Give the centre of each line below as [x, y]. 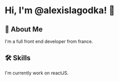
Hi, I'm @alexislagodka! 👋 [60, 10]
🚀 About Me [24, 29]
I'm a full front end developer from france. [49, 41]
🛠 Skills [18, 58]
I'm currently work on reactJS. [37, 73]
